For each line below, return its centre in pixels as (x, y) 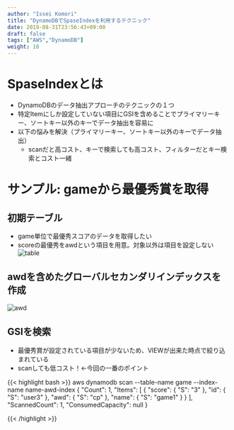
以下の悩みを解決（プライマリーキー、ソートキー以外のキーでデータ (116, 131)
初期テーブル (35, 218)
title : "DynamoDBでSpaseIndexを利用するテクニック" (79, 21)
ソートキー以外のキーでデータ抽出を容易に (92, 123)
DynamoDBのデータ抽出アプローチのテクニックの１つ (96, 105)
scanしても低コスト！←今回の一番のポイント (83, 368)
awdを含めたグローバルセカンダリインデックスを (114, 277)
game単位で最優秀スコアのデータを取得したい (84, 236)
